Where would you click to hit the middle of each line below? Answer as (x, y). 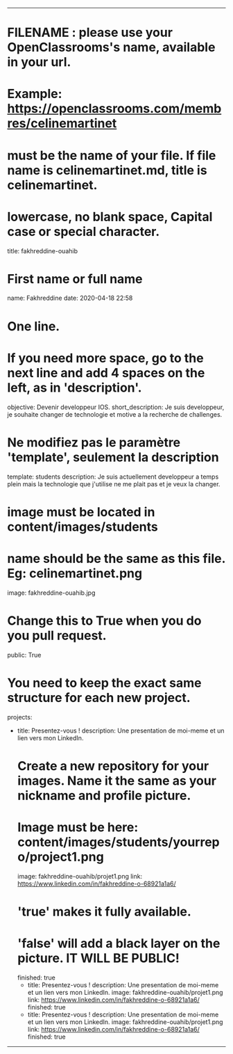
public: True (24, 655)
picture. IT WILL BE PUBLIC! (98, 958)
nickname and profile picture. (104, 796)
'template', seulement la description (113, 457)
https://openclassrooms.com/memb (114, 109)
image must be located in (81, 512)
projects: (20, 717)
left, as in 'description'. (75, 388)
